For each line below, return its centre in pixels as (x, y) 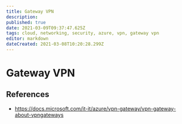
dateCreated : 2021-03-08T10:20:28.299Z (55, 44)
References (28, 94)
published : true (26, 22)
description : (22, 17)
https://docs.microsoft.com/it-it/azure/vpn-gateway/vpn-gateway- (95, 108)
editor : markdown (27, 39)
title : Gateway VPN (30, 11)
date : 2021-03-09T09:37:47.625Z (46, 28)
